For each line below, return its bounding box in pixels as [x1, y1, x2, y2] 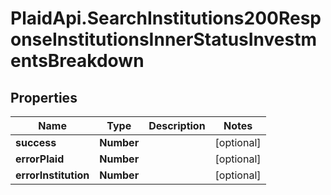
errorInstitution [15, 168, 90, 182]
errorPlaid [15, 152, 65, 166]
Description [148, 119, 206, 132]
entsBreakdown [10, 50, 145, 72]
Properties [10, 89, 78, 106]
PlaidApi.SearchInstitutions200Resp [10, 7, 322, 30]
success [15, 136, 57, 149]
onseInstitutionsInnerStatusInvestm [10, 28, 318, 51]
